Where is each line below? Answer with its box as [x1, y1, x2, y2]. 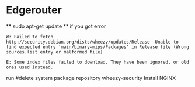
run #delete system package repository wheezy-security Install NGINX [6, 74, 176, 81]
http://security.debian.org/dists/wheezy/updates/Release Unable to [6, 39, 179, 45]
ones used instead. [6, 64, 54, 70]
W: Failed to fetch [6, 34, 54, 39]
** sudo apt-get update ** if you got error [6, 23, 106, 30]
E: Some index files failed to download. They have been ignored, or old [6, 59, 190, 65]
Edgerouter [6, 3, 62, 17]
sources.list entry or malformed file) [6, 49, 103, 55]
